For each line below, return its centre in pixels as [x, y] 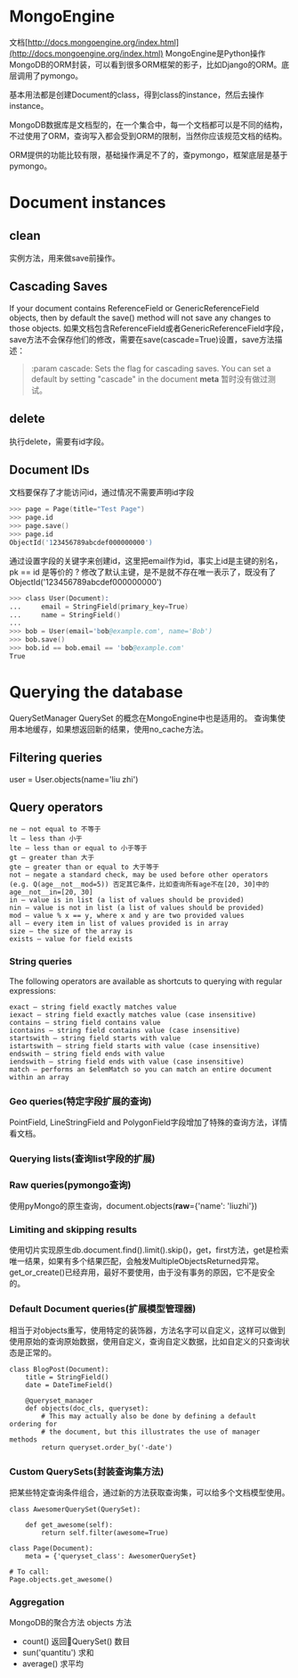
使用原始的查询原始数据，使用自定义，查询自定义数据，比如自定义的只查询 [145, 1341]
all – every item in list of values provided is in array [119, 924]
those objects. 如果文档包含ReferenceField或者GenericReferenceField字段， [149, 328]
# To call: [29, 1572]
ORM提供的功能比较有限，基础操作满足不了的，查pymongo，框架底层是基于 [149, 154]
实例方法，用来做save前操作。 [64, 258]
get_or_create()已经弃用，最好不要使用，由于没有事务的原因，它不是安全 [142, 1272]
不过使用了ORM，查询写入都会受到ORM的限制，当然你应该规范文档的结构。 [148, 136]
